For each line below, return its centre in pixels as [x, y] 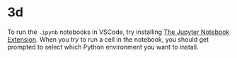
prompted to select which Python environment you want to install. [103, 47]
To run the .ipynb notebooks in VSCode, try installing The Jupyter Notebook [118, 32]
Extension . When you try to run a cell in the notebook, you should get [108, 39]
